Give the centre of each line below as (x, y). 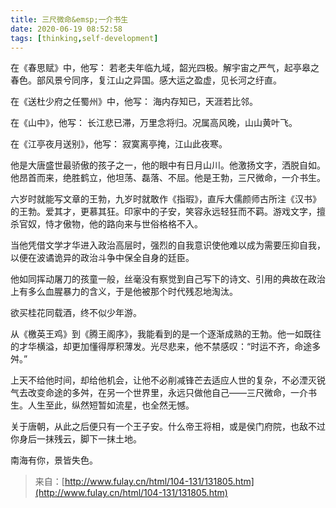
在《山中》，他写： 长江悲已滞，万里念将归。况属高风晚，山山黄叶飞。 (154, 123)
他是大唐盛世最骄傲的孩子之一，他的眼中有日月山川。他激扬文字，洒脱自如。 (168, 165)
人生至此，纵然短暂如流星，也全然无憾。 (111, 405)
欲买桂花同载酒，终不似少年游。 (76, 313)
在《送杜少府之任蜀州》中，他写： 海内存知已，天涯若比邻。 (134, 102)
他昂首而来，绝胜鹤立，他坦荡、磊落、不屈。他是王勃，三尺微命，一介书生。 (168, 178)
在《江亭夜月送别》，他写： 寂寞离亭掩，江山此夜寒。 (119, 144)
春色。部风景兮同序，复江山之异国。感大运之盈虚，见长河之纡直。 (146, 80)
